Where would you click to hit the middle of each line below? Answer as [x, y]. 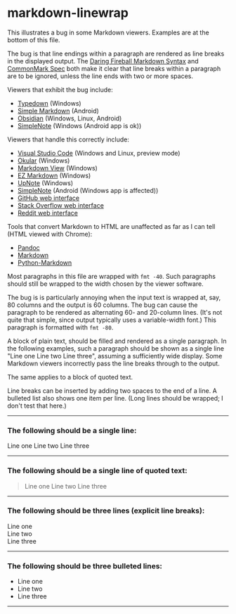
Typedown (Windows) [50, 103]
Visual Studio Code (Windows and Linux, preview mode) [99, 153]
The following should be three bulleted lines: [85, 566]
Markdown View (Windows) [58, 168]
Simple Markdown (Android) [58, 111]
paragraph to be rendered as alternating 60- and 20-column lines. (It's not [115, 312]
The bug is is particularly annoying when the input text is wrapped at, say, [114, 297]
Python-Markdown [45, 263]
